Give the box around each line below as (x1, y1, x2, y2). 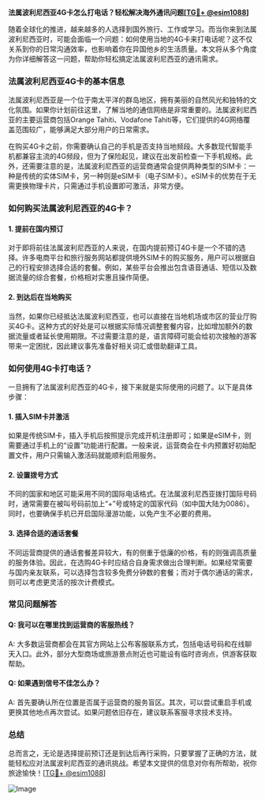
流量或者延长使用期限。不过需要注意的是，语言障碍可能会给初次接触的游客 (14, 331, 257, 341)
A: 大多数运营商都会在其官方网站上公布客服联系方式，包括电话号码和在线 (8, 639, 245, 648)
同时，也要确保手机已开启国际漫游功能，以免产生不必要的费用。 (8, 509, 215, 519)
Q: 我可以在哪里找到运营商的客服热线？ (8, 620, 136, 629)
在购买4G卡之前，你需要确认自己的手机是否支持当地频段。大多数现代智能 (8, 142, 246, 151)
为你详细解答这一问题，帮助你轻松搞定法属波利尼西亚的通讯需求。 (8, 55, 222, 63)
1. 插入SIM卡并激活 (8, 411, 69, 421)
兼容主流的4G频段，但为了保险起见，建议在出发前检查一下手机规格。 (21, 152, 246, 161)
